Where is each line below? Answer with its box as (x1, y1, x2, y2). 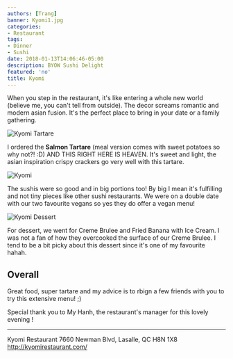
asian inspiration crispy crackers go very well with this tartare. (7, 158, 184, 166)
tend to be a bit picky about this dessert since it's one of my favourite (7, 241, 206, 250)
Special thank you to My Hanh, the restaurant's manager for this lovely (7, 308, 209, 316)
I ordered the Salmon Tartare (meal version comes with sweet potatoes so (7, 143, 221, 152)
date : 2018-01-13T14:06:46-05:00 (7, 56, 104, 63)
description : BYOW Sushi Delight (7, 62, 104, 69)
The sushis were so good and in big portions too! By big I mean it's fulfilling (7, 185, 223, 193)
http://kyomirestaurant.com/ (7, 343, 88, 351)
